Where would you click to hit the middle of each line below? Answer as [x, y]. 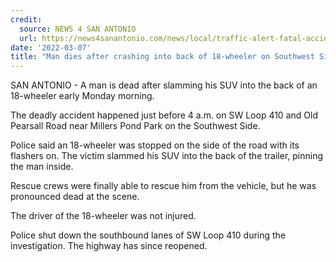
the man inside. [42, 167]
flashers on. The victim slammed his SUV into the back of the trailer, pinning [167, 156]
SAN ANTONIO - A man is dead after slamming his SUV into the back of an [164, 85]
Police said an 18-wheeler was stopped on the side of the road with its [155, 145]
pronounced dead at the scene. [75, 197]
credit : [26, 19]
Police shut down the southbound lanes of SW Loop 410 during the [148, 235]
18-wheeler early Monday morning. [82, 96]
